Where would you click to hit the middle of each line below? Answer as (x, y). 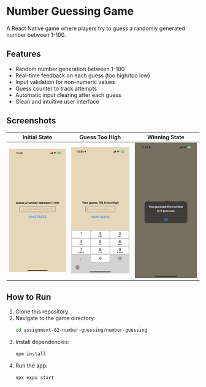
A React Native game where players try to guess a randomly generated (96, 28)
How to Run (29, 297)
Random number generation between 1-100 (70, 69)
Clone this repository (42, 312)
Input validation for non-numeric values (65, 82)
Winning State (166, 137)
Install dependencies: (42, 342)
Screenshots (31, 121)
